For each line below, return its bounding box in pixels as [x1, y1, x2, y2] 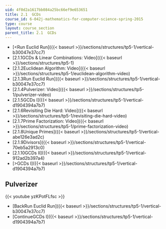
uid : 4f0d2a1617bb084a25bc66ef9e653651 [5, 7, 88, 12]
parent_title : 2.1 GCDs [5, 30, 57, 35]
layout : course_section [5, 26, 55, 31]
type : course [5, 21, 32, 26]
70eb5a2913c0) [12, 145, 45, 150]
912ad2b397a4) [12, 155, 45, 161]
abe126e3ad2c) [12, 134, 45, 140]
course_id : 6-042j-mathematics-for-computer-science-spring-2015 [5, 16, 143, 21]
